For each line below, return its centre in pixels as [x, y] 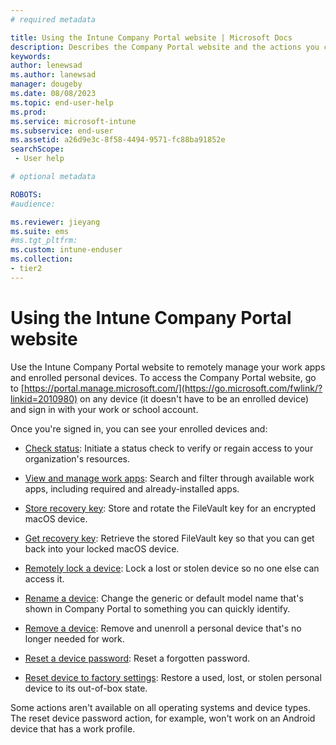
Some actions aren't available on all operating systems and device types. [161, 707]
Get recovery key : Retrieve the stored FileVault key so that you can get [169, 538]
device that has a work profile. [73, 728]
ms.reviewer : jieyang [55, 222]
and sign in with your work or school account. [104, 409]
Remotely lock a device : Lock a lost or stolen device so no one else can [172, 568]
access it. [44, 578]
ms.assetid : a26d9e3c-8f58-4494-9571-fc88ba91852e [118, 140]
